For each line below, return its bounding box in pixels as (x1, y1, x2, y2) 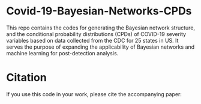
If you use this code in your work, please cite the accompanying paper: (6, 90, 182, 97)
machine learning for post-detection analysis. (6, 49, 119, 57)
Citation (6, 71, 47, 85)
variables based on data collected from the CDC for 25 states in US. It (6, 37, 179, 44)
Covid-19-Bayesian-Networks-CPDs (6, 4, 192, 18)
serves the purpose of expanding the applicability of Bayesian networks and (6, 43, 195, 50)
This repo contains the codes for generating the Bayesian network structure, (6, 24, 196, 31)
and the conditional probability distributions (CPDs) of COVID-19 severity (6, 30, 187, 37)
